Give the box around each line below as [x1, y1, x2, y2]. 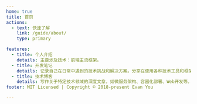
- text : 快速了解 [11, 25, 50, 31]
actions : [6, 19, 28, 25]
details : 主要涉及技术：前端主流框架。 [16, 57, 101, 63]
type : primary [16, 36, 51, 41]
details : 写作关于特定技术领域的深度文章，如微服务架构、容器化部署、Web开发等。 [16, 79, 192, 85]
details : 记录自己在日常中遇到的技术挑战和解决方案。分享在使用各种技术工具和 [16, 68, 185, 74]
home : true [6, 8, 33, 15]
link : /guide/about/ [16, 30, 67, 36]
